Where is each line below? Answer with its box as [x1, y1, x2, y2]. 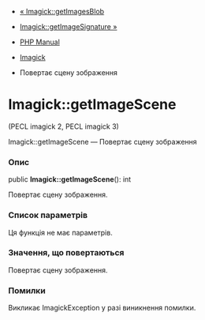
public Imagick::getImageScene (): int [8, 175, 132, 184]
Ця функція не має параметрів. [8, 228, 113, 237]
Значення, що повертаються [8, 247, 125, 258]
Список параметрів [8, 209, 88, 220]
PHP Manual [19, 37, 61, 47]
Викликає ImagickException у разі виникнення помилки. [8, 303, 196, 313]
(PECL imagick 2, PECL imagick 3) [8, 122, 120, 131]
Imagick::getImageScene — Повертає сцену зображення [8, 137, 197, 146]
